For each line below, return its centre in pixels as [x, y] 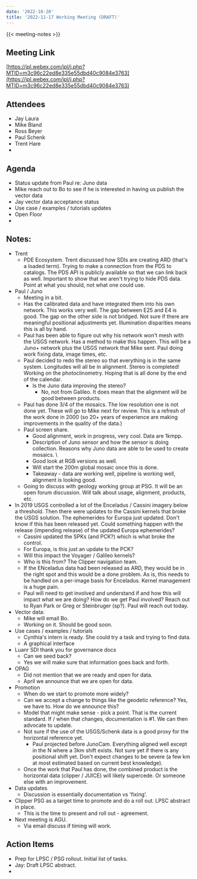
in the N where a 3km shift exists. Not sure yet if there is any [105, 750]
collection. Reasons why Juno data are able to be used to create [110, 448]
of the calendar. [42, 379]
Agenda [21, 168]
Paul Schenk [30, 137]
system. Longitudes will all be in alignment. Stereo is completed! [101, 366]
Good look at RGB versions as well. [75, 461]
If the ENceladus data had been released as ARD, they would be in [104, 568]
